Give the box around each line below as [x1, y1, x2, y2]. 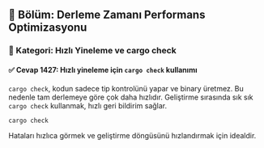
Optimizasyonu [8, 21, 87, 35]
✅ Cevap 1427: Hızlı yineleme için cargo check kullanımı [8, 65, 198, 74]
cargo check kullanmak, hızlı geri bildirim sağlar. [8, 100, 168, 110]
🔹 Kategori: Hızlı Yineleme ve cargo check [8, 45, 177, 57]
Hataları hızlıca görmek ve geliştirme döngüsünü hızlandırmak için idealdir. [8, 131, 257, 141]
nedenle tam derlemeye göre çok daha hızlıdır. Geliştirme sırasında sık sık [8, 92, 253, 102]
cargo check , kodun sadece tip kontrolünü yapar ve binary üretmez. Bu [8, 83, 245, 93]
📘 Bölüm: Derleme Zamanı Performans [8, 8, 206, 22]
